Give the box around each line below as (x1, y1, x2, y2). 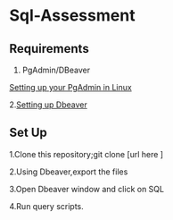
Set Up (9, 125, 47, 140)
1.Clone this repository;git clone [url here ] (9, 148, 163, 159)
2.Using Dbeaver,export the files (9, 166, 128, 177)
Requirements (9, 41, 89, 56)
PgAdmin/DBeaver (21, 64, 91, 75)
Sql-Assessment (9, 5, 136, 26)
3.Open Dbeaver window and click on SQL (9, 183, 165, 194)
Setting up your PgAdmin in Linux (9, 82, 132, 92)
